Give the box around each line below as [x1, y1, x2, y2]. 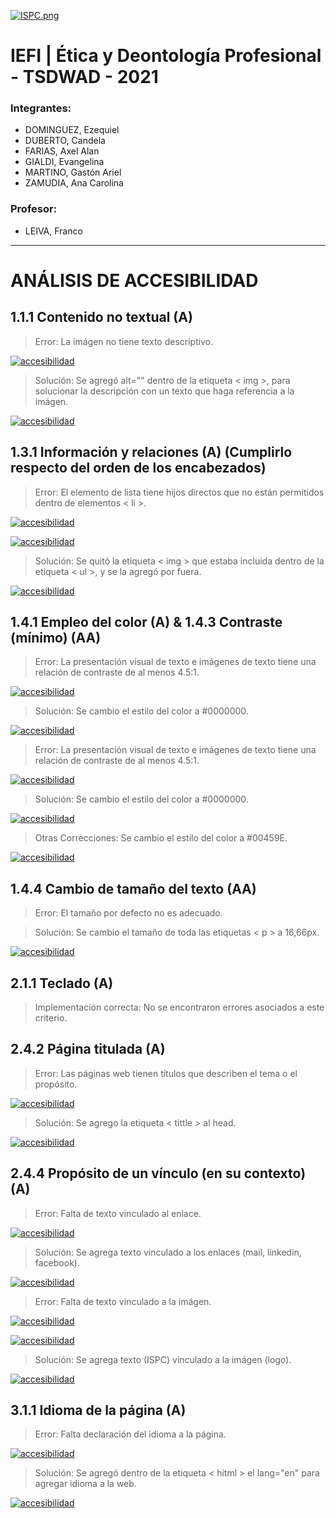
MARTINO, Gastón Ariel [24, 166, 122, 179]
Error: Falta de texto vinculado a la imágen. [34, 1295, 212, 1307]
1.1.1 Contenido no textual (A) [10, 309, 193, 326]
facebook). [34, 1256, 80, 1269]
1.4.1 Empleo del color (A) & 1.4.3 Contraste [10, 613, 283, 630]
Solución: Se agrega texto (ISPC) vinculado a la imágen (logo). [34, 1353, 292, 1365]
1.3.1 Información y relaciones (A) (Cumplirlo [10, 444, 293, 461]
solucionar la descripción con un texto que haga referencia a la [34, 385, 295, 397]
